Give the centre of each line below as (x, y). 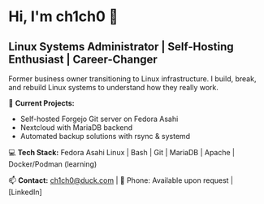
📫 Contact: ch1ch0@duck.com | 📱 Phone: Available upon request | (121, 180)
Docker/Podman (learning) (53, 164)
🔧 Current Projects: (41, 103)
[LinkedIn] (25, 192)
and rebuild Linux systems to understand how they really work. (114, 87)
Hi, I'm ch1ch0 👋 (63, 17)
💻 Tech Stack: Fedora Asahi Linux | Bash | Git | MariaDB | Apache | (122, 152)
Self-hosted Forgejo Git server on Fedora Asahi (99, 119)
